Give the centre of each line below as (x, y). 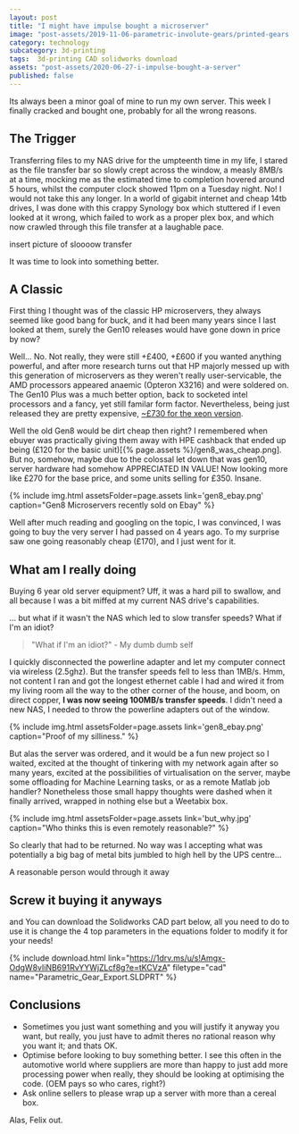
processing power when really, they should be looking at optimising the (153, 1074)
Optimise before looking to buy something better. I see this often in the (152, 1054)
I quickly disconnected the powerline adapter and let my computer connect (147, 662)
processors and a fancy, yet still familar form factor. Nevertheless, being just (149, 404)
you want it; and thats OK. (70, 1046)
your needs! (31, 941)
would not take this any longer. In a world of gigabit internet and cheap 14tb (148, 198)
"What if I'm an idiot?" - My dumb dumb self (112, 645)
